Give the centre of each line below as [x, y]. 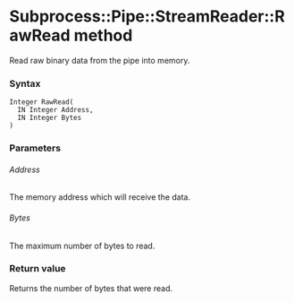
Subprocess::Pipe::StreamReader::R [147, 17]
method [103, 35]
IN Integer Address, [55, 110]
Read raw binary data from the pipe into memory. [100, 60]
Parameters [35, 148]
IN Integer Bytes [50, 118]
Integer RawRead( [42, 102]
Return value [38, 269]
